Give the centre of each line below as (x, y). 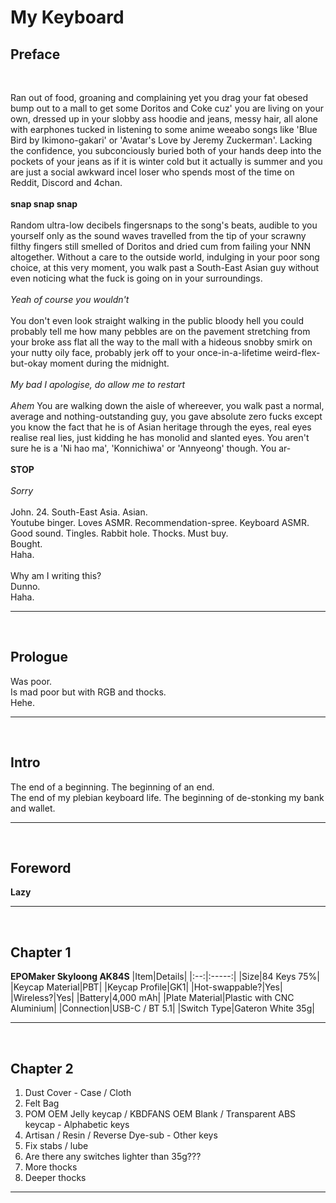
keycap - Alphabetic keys (77, 1125)
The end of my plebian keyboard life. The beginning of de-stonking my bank (167, 797)
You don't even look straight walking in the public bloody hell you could (157, 320)
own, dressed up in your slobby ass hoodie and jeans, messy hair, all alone (164, 119)
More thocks (51, 1167)
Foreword (41, 868)
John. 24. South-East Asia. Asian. (79, 512)
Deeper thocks (55, 1178)
